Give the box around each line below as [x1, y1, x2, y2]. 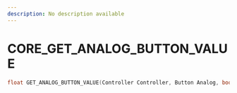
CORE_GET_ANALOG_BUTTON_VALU [7, 40, 228, 56]
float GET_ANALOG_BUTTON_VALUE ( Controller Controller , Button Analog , [7, 79, 219, 86]
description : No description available [7, 10, 125, 18]
